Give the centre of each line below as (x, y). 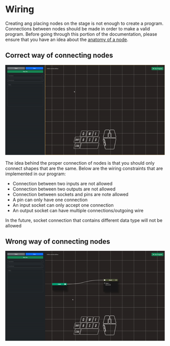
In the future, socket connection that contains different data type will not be (84, 220)
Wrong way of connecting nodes (58, 242)
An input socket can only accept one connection (63, 205)
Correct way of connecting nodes (59, 55)
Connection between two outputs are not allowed (64, 189)
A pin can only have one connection (50, 200)
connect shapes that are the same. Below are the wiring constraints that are (84, 168)
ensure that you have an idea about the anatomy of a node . (67, 40)
